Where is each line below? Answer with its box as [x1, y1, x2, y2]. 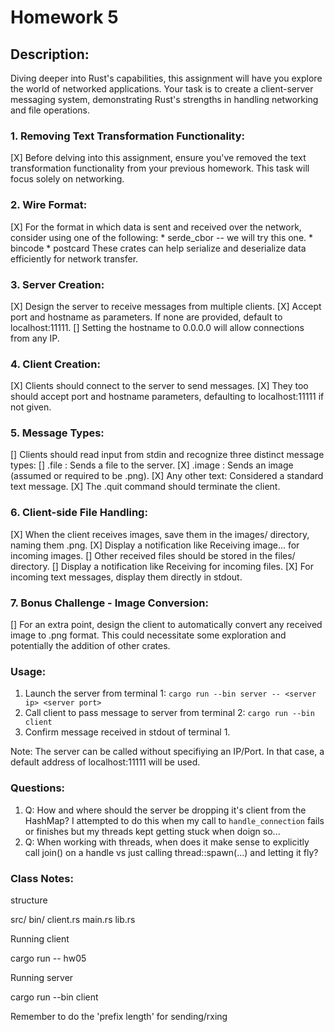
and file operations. [10, 104, 91, 116]
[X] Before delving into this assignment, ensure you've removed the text [10, 152, 307, 164]
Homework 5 [10, 6, 119, 29]
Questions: [10, 781, 66, 795]
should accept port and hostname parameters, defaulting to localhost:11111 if [10, 391, 325, 403]
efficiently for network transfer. [10, 252, 139, 265]
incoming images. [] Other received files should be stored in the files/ [10, 549, 296, 561]
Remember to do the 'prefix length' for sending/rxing [10, 1010, 228, 1022]
